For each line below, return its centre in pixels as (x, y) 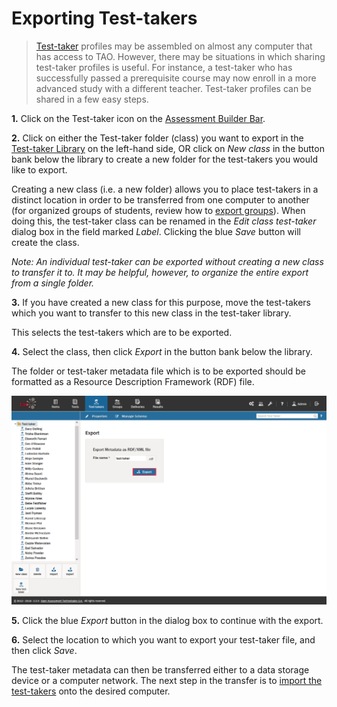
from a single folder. (53, 283)
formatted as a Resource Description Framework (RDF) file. (133, 381)
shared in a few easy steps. (92, 99)
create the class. (45, 242)
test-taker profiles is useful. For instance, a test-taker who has (164, 67)
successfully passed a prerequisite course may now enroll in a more (176, 78)
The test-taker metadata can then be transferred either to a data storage (160, 670)
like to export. (39, 169)
